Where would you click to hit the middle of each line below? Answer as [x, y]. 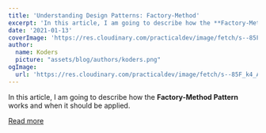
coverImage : [28, 38]
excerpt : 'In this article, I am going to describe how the [110, 23]
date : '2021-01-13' [40, 30]
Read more [26, 120]
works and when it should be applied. [69, 105]
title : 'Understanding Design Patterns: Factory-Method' [104, 15]
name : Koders [37, 52]
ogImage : [23, 67]
